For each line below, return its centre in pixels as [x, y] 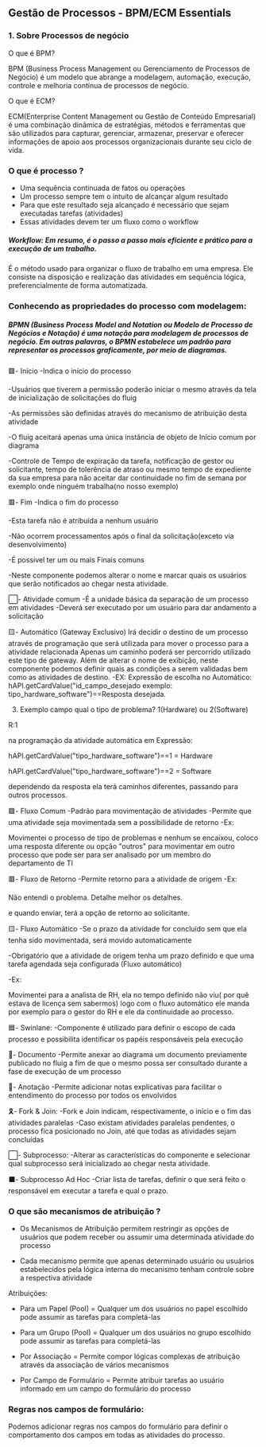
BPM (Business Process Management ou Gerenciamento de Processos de [129, 68]
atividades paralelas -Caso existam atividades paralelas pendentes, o [122, 1122]
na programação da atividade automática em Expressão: [100, 740]
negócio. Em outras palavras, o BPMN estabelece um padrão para [120, 342]
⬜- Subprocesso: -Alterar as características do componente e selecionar [129, 1155]
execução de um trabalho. [53, 248]
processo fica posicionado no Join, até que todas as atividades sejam [122, 1131]
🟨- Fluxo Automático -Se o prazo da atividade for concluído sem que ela [128, 928]
